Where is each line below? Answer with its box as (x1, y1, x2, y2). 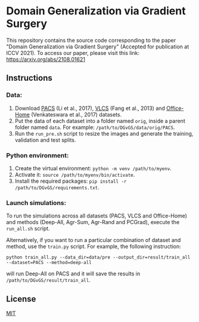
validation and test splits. (14, 136, 76, 143)
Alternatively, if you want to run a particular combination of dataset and (6, 237, 181, 244)
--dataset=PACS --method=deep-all (6, 260, 92, 266)
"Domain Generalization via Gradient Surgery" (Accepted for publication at (6, 43, 189, 50)
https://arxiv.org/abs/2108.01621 (6, 56, 85, 63)
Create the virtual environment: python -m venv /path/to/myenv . (14, 164, 172, 171)
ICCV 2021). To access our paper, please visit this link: (6, 49, 140, 56)
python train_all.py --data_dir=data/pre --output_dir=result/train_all (6, 254, 191, 260)
